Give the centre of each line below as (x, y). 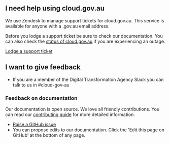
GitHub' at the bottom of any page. (49, 135)
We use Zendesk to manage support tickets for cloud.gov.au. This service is (85, 20)
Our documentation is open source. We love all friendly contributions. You (82, 109)
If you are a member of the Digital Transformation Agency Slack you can (88, 79)
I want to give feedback (43, 67)
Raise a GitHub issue (34, 124)
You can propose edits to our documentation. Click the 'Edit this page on (89, 130)
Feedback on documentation (41, 98)
